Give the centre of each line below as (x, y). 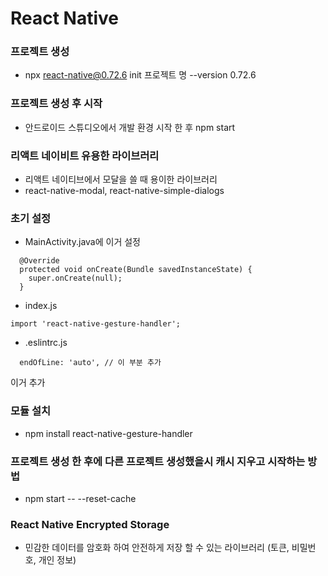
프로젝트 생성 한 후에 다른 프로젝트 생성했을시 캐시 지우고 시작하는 (158, 461)
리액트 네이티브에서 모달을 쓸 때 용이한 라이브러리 (121, 179)
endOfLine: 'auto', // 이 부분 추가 (90, 363)
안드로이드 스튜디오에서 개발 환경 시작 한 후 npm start (130, 127)
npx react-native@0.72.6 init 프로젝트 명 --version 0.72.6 (140, 75)
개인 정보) (57, 560)
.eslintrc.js (46, 343)
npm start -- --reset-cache (80, 498)
